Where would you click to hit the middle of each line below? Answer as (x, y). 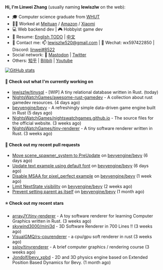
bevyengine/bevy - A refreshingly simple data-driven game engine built (84, 108)
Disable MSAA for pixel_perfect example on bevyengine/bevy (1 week (82, 176)
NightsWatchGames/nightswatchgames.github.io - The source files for (83, 118)
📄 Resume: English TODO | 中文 (44, 37)
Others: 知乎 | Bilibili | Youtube (42, 61)
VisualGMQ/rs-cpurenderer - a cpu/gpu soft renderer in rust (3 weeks (82, 236)
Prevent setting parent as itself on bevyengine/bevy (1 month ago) (78, 192)
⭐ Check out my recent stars (35, 203)
